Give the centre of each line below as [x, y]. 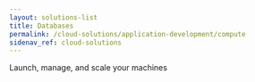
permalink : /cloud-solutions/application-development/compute [127, 34]
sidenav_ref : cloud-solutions [66, 42]
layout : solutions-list [54, 17]
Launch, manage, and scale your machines [89, 68]
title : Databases [42, 26]
